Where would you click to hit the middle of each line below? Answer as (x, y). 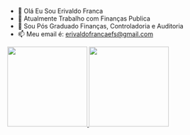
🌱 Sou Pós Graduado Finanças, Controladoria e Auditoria (100, 26)
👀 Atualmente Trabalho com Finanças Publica (84, 18)
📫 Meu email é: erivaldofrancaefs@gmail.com (85, 34)
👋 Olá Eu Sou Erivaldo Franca (60, 11)
